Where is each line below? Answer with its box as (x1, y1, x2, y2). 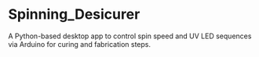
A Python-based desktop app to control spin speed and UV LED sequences (8, 31, 252, 41)
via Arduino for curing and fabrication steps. (8, 39, 151, 48)
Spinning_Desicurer (8, 5, 140, 23)
